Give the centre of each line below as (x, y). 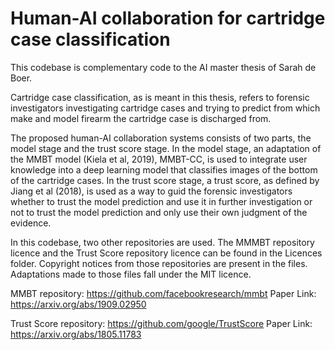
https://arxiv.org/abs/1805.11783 (76, 334)
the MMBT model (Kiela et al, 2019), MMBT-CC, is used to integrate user (159, 159)
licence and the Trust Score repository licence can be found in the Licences (166, 253)
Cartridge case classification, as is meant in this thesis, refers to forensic (160, 97)
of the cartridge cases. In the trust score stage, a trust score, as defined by (165, 180)
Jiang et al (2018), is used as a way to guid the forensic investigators (151, 191)
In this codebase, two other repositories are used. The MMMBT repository (162, 242)
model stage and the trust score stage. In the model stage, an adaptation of (166, 148)
